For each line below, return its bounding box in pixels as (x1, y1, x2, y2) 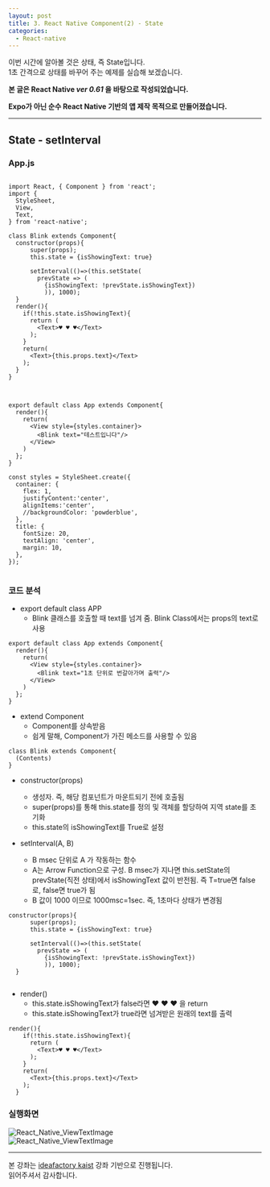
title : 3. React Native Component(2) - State (8, 19, 163, 27)
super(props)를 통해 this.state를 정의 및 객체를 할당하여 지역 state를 (31, 803, 248, 812)
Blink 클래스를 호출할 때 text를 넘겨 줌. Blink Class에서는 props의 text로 (31, 613, 259, 623)
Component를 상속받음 (31, 721, 106, 731)
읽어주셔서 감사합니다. (8, 1170, 78, 1180)
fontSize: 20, (22, 529, 70, 537)
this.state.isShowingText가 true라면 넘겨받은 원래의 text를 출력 (31, 1009, 233, 1019)
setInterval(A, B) (19, 839, 75, 849)
